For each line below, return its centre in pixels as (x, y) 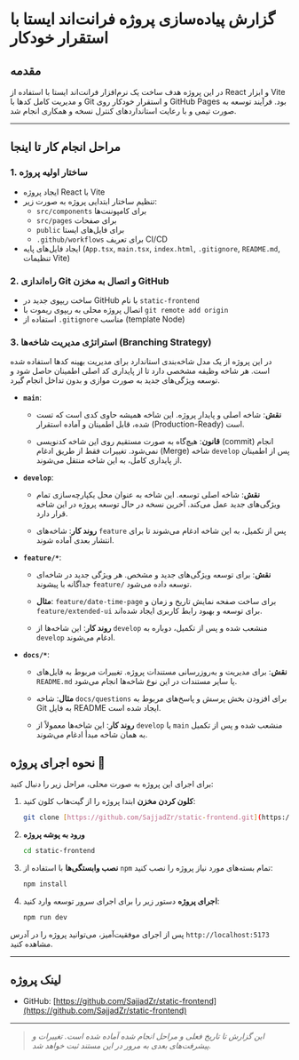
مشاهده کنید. (31, 944)
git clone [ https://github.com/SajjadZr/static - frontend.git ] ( (142, 817)
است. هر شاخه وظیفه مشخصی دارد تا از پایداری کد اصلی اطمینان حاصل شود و (140, 371)
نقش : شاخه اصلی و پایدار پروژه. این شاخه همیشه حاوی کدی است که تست (159, 415)
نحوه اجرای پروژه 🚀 (58, 763)
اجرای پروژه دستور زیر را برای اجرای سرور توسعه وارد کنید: (121, 901)
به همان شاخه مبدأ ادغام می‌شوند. (92, 735)
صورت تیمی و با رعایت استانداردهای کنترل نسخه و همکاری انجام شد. (123, 111)
